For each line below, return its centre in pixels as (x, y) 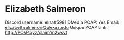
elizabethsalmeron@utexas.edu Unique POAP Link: (56, 27)
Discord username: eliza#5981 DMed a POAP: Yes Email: (62, 22)
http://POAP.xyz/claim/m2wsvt (36, 32)
